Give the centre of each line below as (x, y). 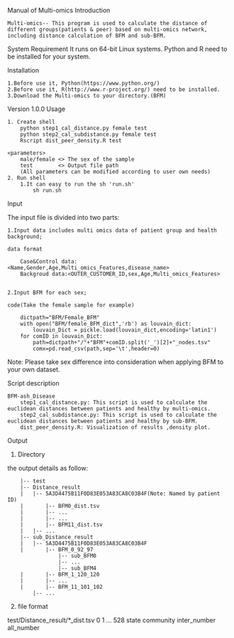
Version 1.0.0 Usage (37, 109)
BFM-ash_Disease (31, 396)
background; (25, 237)
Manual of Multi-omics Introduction (59, 10)
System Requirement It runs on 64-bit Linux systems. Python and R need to (117, 49)
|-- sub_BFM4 (77, 568)
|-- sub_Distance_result (57, 537)
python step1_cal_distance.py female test (84, 128)
